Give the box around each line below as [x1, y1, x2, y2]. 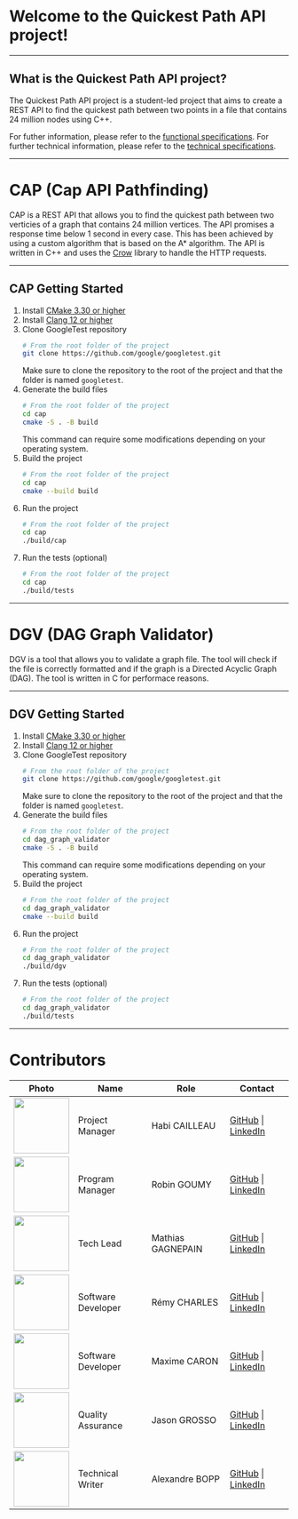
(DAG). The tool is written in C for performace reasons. [9, 673, 209, 684]
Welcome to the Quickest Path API [9, 6, 266, 27]
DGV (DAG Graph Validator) [9, 624, 215, 644]
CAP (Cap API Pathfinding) [9, 180, 210, 200]
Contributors [9, 1050, 106, 1070]
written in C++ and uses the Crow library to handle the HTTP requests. [9, 247, 268, 258]
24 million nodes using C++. [9, 114, 113, 124]
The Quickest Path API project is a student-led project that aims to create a [9, 95, 283, 106]
